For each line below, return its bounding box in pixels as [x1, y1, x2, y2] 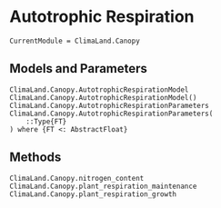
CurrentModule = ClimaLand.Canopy [9, 36, 141, 45]
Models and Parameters [9, 61, 148, 76]
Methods [9, 150, 62, 165]
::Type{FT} [25, 116, 67, 126]
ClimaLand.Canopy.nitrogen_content [9, 173, 145, 183]
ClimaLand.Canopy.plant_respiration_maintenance [9, 182, 197, 191]
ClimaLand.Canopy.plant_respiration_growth [9, 189, 177, 199]
